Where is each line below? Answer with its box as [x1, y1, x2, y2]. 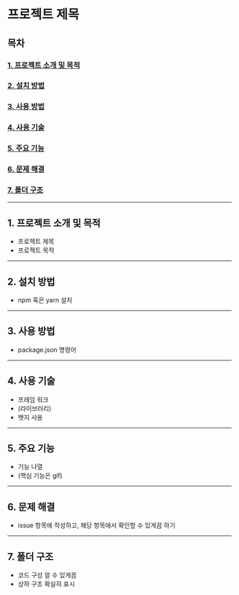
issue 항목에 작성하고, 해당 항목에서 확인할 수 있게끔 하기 [17, 521, 176, 530]
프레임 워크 [17, 395, 49, 404]
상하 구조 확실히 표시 [17, 580, 75, 589]
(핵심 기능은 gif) [17, 471, 63, 480]
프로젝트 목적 [17, 246, 55, 254]
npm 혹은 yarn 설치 [17, 296, 73, 304]
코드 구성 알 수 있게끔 [17, 571, 77, 579]
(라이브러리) [17, 404, 52, 412]
